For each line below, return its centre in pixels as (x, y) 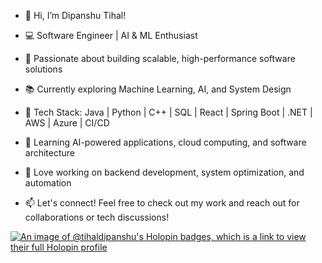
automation (48, 183)
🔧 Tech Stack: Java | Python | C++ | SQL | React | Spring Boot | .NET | (168, 112)
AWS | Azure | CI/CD (67, 123)
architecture (50, 153)
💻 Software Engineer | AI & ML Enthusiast (111, 35)
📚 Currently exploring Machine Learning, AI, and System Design (158, 89)
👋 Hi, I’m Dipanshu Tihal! (75, 15)
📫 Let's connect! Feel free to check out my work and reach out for (162, 203)
